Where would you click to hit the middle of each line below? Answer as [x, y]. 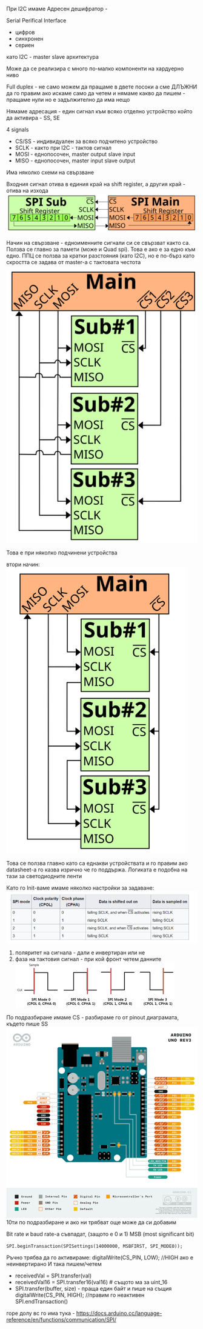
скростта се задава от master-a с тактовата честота [74, 262]
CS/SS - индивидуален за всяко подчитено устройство [86, 141]
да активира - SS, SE [33, 118]
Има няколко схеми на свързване [50, 172]
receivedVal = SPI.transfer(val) [53, 1276]
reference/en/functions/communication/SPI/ [62, 1319]
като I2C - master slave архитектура [52, 57]
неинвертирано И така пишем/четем [54, 1264]
